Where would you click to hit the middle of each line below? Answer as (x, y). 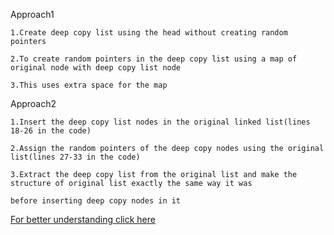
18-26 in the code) (51, 131)
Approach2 (33, 103)
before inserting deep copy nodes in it (96, 201)
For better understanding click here (83, 219)
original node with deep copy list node (96, 68)
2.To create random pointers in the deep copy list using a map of (154, 59)
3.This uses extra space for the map (89, 85)
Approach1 (32, 14)
